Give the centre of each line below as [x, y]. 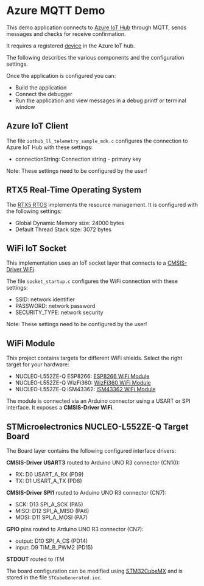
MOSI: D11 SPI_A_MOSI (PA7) [51, 517]
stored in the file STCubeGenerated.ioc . [54, 577]
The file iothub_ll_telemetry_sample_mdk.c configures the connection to [97, 141]
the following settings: [34, 211]
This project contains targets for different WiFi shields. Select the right [94, 358]
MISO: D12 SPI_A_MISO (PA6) [52, 511]
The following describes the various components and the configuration [95, 57]
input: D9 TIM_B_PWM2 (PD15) [54, 547]
